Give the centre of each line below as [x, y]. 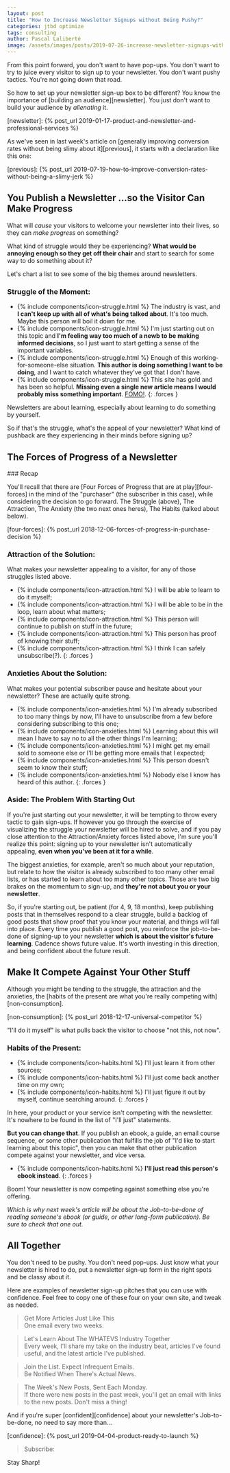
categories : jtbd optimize [46, 26]
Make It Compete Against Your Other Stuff [99, 972]
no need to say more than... [73, 1422]
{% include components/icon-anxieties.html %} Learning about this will [117, 731]
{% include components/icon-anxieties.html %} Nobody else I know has [119, 775]
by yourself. [24, 415]
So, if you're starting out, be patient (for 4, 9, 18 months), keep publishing [111, 906]
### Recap [23, 473]
